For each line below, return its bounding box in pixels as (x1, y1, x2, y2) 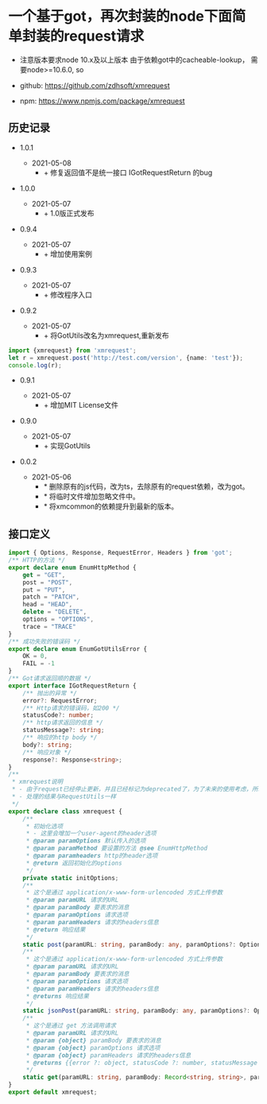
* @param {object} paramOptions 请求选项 (25, 1044, 161, 1052)
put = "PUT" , (22, 586, 66, 594)
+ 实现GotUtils (43, 441, 91, 451)
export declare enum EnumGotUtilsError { (8, 645, 148, 653)
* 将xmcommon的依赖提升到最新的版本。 (43, 502, 179, 511)
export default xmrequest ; (8, 1088, 98, 1097)
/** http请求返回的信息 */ (22, 719, 103, 727)
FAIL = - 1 (22, 660, 56, 668)
